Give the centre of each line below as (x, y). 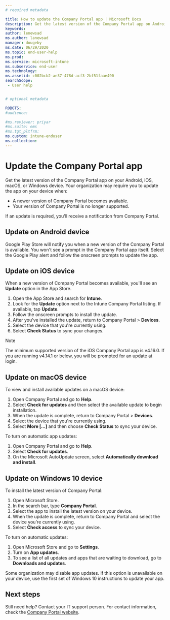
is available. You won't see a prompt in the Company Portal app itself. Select (85, 250)
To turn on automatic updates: (37, 537)
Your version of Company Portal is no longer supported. (71, 206)
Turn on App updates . (36, 552)
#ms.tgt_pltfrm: (22, 132)
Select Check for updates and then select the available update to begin (87, 405)
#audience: (17, 113)
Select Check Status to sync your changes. (58, 331)
